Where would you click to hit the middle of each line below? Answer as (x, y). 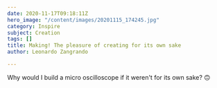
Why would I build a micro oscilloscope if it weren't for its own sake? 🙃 (109, 77)
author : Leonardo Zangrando (48, 52)
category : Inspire (34, 26)
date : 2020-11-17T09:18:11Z (48, 13)
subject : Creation (34, 33)
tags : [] (20, 39)
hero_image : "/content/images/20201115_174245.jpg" (83, 20)
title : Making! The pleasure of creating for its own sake (94, 45)
